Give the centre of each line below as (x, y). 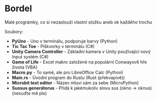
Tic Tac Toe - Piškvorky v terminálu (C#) (53, 46)
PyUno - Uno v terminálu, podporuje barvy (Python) (65, 41)
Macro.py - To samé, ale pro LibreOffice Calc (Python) (67, 72)
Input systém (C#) (30, 56)
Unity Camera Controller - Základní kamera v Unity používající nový (81, 51)
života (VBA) (25, 67)
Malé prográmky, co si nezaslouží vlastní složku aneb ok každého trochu (78, 22)
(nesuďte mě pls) (29, 93)
